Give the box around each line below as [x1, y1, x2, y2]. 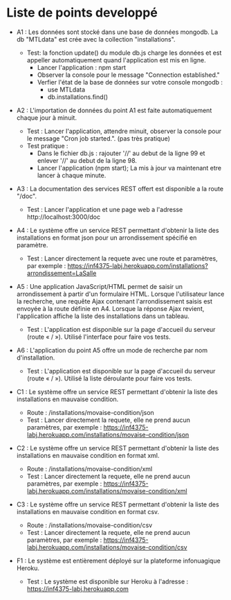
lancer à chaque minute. [37, 171, 107, 179]
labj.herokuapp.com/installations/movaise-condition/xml [26, 486, 187, 495]
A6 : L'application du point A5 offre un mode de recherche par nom [16, 346, 208, 354]
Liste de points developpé [6, 5, 158, 21]
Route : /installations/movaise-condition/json [26, 408, 155, 416]
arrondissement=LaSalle [26, 269, 97, 277]
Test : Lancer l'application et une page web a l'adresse [26, 205, 183, 213]
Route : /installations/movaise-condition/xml [26, 464, 153, 473]
